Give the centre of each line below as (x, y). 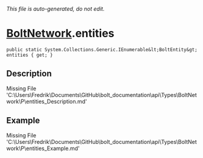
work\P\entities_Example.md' (43, 148)
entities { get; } (30, 55)
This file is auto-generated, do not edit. (55, 9)
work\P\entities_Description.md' (47, 101)
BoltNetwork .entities (60, 34)
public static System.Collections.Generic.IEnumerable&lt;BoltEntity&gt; (102, 49)
